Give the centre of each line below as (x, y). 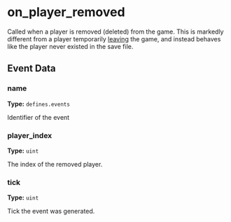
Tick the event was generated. (51, 211)
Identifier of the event (38, 117)
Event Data (31, 68)
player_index (30, 135)
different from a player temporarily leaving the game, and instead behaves (114, 39)
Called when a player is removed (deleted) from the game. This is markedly (115, 32)
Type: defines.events (38, 104)
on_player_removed (66, 12)
